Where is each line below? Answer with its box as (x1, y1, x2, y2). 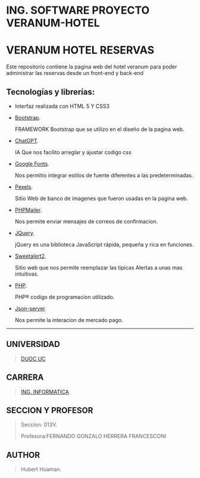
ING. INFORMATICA (20, 388, 70, 395)
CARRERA (6, 373, 44, 383)
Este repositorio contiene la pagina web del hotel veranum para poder (6, 63, 177, 70)
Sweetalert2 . (14, 252, 46, 260)
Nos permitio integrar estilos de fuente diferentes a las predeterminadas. (14, 171, 193, 179)
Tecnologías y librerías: (6, 87, 95, 97)
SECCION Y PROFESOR (6, 405, 93, 415)
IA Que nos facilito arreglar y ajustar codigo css (14, 148, 132, 155)
